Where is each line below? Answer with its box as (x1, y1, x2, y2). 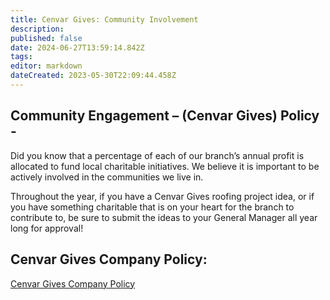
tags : (10, 52, 33, 62)
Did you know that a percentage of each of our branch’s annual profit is (10, 149, 305, 161)
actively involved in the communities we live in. (10, 171, 204, 183)
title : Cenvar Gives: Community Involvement (10, 14, 199, 25)
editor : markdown (10, 61, 83, 71)
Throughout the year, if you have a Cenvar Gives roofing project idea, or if (10, 190, 315, 202)
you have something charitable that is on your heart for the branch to (10, 201, 295, 213)
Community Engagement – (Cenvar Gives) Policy (10, 107, 320, 125)
